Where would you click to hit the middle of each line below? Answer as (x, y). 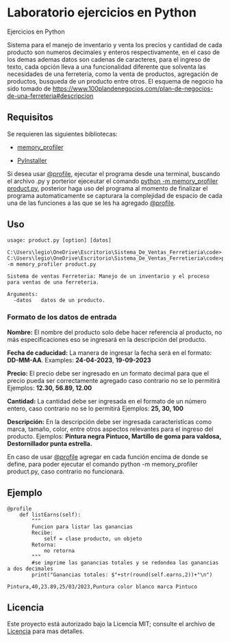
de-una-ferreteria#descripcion (50, 96)
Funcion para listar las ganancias (82, 527)
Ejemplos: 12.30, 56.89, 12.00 (50, 388)
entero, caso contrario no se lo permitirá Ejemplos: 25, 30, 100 (95, 408)
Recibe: (42, 532)
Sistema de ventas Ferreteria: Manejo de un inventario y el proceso (108, 276)
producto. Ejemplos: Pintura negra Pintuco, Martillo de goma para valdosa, (114, 436)
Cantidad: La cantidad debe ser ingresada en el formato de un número (107, 401)
